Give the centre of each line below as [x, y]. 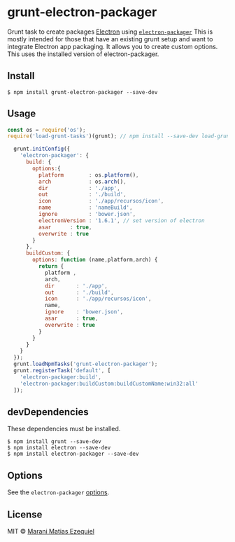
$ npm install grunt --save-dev [54, 442]
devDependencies [48, 412]
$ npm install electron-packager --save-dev [73, 454]
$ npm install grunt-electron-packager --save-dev [83, 92]
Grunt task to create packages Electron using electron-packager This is [110, 32]
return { [51, 266]
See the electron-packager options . [58, 492]
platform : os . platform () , [88, 175]
